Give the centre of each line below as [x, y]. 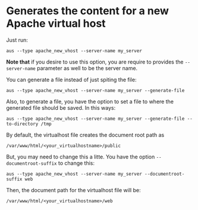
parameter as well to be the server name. [87, 68]
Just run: [17, 40]
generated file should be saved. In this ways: [61, 107]
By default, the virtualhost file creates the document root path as [85, 135]
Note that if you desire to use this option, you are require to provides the [95, 62]
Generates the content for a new [88, 11]
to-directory [22, 124]
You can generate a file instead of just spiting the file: [71, 79]
